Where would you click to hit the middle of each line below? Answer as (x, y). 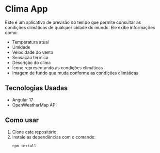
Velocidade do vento (32, 52)
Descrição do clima (31, 62)
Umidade (21, 47)
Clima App (26, 9)
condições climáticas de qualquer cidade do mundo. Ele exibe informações (80, 27)
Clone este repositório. (35, 132)
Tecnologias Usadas (36, 88)
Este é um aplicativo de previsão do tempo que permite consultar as (73, 22)
